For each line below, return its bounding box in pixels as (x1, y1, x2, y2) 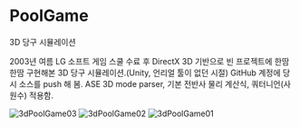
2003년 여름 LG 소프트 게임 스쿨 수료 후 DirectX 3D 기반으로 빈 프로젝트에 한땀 (9, 55, 290, 66)
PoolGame (9, 5, 89, 26)
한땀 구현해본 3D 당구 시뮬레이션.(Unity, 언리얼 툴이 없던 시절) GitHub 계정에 (9, 67, 281, 78)
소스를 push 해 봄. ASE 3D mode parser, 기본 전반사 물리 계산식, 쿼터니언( (18, 78, 284, 89)
